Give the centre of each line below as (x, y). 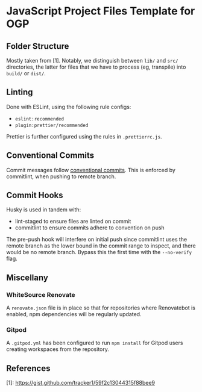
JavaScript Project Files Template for (101, 11)
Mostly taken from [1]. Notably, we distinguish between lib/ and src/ (92, 61)
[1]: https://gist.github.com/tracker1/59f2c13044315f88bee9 (81, 383)
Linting (20, 92)
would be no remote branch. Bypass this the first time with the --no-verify (99, 252)
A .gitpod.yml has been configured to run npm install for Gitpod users (95, 343)
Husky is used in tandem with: (44, 210)
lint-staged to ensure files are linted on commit (73, 222)
